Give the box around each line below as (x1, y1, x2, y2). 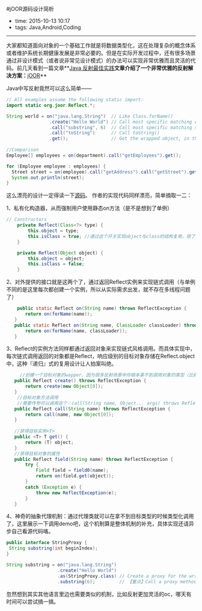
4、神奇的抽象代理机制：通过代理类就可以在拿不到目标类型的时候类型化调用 (6, 513, 194, 520)
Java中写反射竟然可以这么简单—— (6, 85, 92, 92)
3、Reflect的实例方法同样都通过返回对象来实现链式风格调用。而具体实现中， (6, 345, 195, 352)
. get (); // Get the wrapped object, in (49, 136, 189, 142)
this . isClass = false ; (28, 261, 85, 267)
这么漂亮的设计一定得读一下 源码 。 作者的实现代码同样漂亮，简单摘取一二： (6, 192, 192, 199)
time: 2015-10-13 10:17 (14, 17, 70, 24)
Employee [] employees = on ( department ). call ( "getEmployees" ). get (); (6, 152, 182, 158)
